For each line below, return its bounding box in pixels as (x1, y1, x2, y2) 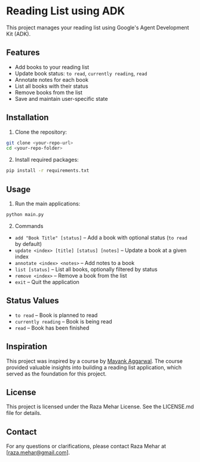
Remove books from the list (14, 88, 82, 96)
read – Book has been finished (14, 324, 90, 331)
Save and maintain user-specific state (14, 95, 109, 102)
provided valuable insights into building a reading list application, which (6, 364, 182, 371)
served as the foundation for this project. (6, 370, 107, 377)
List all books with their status (14, 82, 88, 90)
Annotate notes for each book (14, 76, 88, 83)
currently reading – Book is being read (14, 318, 112, 325)
